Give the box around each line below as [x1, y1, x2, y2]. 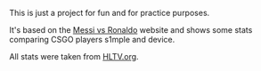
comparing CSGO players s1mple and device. [9, 35, 175, 44]
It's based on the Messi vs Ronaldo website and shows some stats [9, 25, 253, 35]
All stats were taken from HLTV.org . [9, 51, 140, 61]
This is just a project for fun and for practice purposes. [9, 8, 210, 18]
